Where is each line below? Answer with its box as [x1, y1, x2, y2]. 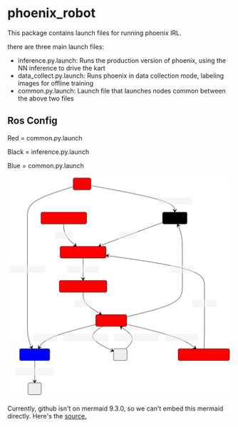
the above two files [17, 94, 74, 103]
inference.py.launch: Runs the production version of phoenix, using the [17, 56, 227, 65]
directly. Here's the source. [7, 411, 87, 420]
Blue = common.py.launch [7, 161, 84, 170]
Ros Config [7, 115, 58, 127]
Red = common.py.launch [7, 133, 83, 142]
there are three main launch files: [7, 42, 105, 51]
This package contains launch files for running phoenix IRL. [7, 29, 182, 37]
